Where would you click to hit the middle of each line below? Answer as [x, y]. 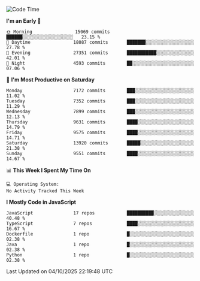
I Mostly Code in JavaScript [41, 202]
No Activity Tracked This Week [45, 191]
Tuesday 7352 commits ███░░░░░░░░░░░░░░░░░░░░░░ [100, 101]
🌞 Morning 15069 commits [58, 32]
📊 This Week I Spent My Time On [49, 170]
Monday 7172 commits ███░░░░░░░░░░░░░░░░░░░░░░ [100, 90]
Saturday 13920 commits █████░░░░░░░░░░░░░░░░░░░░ [100, 143]
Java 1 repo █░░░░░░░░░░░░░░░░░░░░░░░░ [100, 244]
